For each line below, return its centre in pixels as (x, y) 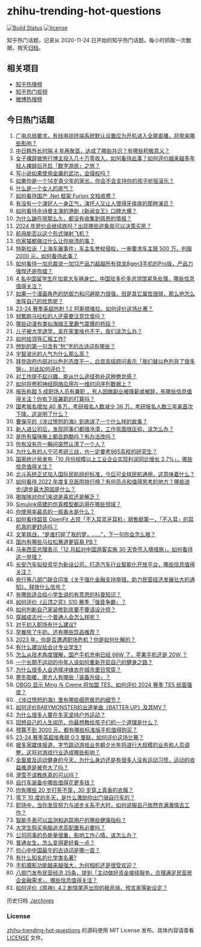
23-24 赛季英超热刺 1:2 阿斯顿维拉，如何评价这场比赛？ (84, 309)
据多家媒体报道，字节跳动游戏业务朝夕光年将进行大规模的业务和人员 (100, 745)
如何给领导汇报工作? (41, 339)
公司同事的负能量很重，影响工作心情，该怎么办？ (76, 835)
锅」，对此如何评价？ (41, 369)
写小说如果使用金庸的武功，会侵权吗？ (63, 173)
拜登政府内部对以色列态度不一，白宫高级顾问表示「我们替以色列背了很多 (105, 361)
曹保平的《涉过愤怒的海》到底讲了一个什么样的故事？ (82, 421)
